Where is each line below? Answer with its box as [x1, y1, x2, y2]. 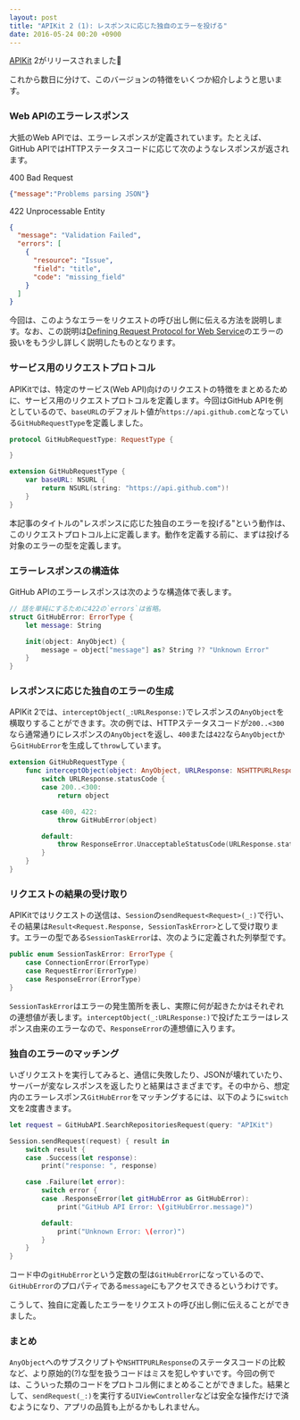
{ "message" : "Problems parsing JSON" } [9, 189, 150, 198]
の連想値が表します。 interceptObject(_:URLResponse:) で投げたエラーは [9, 1011, 274, 1023]
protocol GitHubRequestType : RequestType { [9, 435, 174, 444]
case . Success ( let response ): [25, 1153, 138, 1162]
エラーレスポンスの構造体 [9, 564, 119, 577]
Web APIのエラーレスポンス [9, 110, 129, 122]
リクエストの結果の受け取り [9, 888, 129, 900]
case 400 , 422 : [41, 807, 98, 816]
